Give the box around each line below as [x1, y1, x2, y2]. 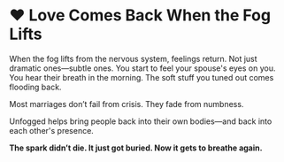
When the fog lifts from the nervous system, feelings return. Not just [9, 53, 258, 64]
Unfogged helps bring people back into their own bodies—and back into [9, 116, 272, 127]
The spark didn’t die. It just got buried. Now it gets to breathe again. [9, 143, 263, 153]
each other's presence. [9, 125, 95, 135]
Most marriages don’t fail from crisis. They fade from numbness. [9, 98, 244, 109]
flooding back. [9, 81, 62, 92]
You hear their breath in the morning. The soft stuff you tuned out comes [9, 72, 274, 82]
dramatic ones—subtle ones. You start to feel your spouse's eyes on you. [9, 63, 276, 73]
